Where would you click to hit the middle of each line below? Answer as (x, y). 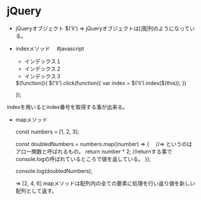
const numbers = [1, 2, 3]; (47, 131)
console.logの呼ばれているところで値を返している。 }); (83, 159)
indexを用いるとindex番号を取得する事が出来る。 (67, 107)
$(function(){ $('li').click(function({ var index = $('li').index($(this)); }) (101, 83)
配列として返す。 (36, 190)
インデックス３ (43, 76)
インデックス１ (43, 61)
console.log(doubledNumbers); (54, 171)
